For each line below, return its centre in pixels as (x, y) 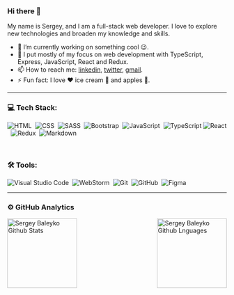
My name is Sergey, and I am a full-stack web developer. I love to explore (112, 26)
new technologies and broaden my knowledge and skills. (89, 33)
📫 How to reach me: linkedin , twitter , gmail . (80, 70)
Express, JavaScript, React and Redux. (73, 62)
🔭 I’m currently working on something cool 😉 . (83, 47)
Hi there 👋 (24, 11)
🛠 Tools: (22, 165)
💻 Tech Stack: (32, 108)
